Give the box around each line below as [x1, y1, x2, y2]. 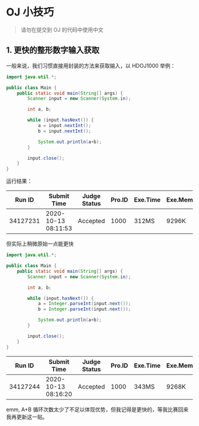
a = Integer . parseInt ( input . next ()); [37, 301, 131, 307]
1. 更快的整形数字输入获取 [6, 45, 99, 55]
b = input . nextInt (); [37, 128, 92, 134]
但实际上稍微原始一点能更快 [6, 240, 74, 247]
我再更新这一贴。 [6, 413, 48, 420]
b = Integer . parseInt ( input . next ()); [37, 306, 131, 312]
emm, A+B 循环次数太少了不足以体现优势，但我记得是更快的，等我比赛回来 [6, 406, 189, 413]
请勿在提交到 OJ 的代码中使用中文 [20, 26, 104, 33]
